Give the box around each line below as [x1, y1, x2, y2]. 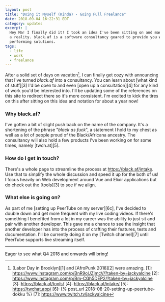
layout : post [5, 7, 32, 12]
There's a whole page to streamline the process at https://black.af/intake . [5, 166, 154, 172]
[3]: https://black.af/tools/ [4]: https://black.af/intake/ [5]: [12, 280, 128, 286]
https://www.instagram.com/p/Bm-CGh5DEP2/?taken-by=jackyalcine [12, 275, 153, 281]
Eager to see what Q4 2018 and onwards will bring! [5, 251, 109, 257]
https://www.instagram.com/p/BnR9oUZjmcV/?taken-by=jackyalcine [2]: [12, 270, 159, 276]
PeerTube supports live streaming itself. [5, 236, 85, 242]
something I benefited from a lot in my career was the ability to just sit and [5, 215, 155, 222]
